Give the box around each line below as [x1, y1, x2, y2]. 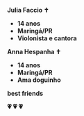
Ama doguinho [17, 76, 61, 84]
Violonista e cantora [17, 34, 78, 42]
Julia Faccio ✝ [7, 6, 49, 14]
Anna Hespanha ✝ [7, 48, 61, 56]
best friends [7, 90, 44, 97]
